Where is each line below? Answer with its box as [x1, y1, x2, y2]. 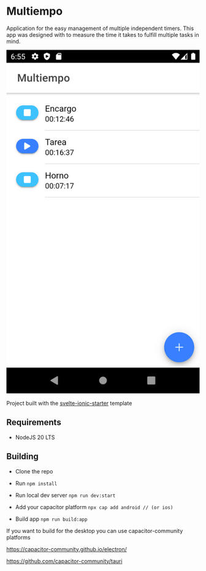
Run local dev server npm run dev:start [15, 491, 116, 499]
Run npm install [15, 480, 58, 487]
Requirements [6, 417, 61, 427]
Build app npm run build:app [15, 515, 88, 523]
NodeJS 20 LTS [15, 434, 55, 441]
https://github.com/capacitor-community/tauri [6, 557, 123, 565]
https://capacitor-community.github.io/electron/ [6, 545, 128, 553]
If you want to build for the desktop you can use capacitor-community [6, 527, 183, 534]
